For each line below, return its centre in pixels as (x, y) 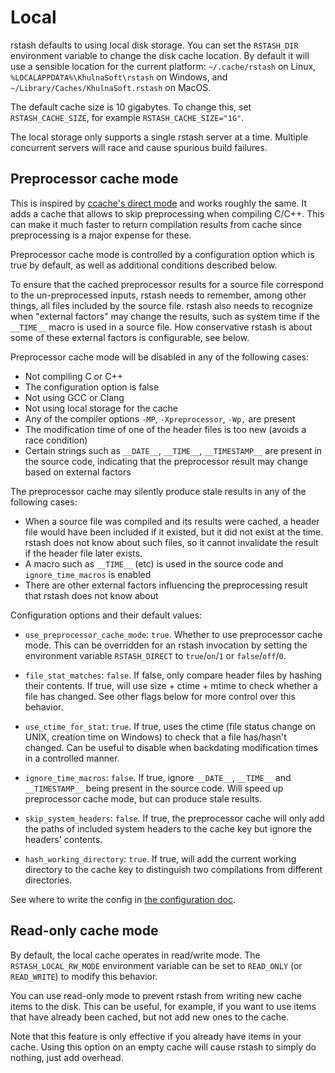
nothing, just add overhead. (67, 1057)
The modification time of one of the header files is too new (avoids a (165, 429)
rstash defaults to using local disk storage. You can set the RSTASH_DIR (154, 45)
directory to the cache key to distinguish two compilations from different (173, 869)
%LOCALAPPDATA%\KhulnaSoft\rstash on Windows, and (119, 77)
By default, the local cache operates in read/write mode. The (135, 955)
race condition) (56, 440)
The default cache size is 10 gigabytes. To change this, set (131, 107)
